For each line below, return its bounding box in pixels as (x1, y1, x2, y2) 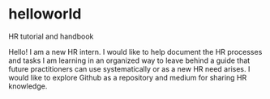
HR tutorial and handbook (8, 31, 94, 41)
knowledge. (8, 81, 48, 91)
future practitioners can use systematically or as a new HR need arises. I (8, 64, 251, 73)
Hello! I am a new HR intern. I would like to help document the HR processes (8, 47, 263, 56)
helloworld (8, 5, 82, 23)
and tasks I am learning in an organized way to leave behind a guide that (8, 56, 251, 65)
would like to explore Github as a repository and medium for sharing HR (8, 72, 247, 82)
